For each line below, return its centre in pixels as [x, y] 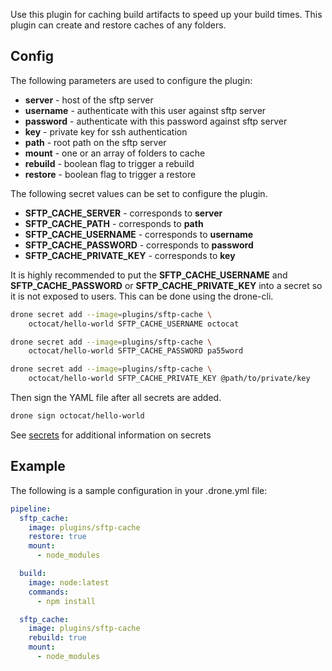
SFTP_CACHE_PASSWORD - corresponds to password [139, 245]
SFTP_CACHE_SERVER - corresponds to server [123, 213]
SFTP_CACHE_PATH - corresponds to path [114, 223]
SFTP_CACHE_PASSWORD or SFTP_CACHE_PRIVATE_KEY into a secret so [166, 285]
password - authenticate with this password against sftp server [156, 121]
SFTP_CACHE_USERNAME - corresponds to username [139, 234]
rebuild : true [57, 638]
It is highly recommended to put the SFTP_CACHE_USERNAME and [149, 275]
